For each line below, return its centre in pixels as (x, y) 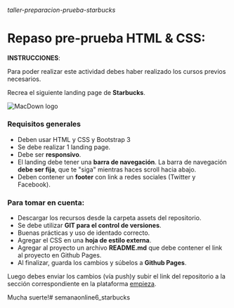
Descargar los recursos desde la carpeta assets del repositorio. (109, 218)
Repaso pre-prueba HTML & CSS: (106, 38)
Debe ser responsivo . (49, 154)
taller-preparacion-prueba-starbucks (61, 10)
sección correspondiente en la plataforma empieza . (82, 284)
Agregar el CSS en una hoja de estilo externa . (84, 240)
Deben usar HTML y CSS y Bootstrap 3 (74, 139)
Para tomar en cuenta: (46, 203)
